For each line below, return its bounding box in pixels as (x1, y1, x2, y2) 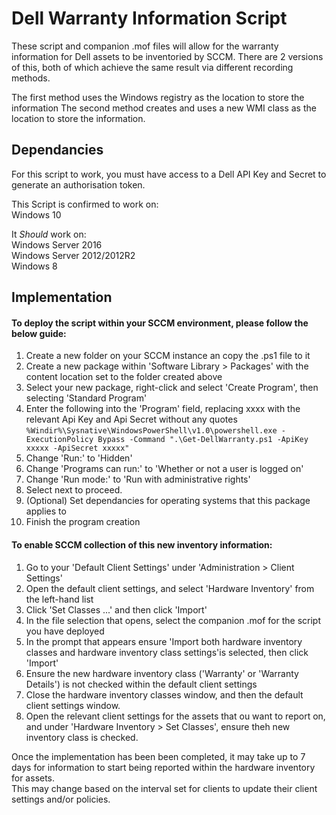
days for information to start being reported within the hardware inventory (11, 761, 316, 773)
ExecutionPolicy (25, 435, 94, 445)
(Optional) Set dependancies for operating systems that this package (25, 495, 311, 507)
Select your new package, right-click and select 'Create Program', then (25, 382, 319, 394)
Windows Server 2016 (11, 238, 103, 251)
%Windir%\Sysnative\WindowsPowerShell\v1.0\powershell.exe (25, 426, 278, 436)
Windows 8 (11, 260, 58, 272)
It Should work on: (11, 228, 87, 240)
